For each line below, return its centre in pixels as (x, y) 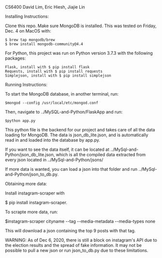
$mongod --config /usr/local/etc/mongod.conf (52, 103)
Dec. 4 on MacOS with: (28, 31)
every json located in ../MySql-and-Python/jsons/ (54, 160)
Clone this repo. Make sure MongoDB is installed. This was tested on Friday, (81, 26)
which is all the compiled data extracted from (101, 154)
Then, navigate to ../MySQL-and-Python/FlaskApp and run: (64, 112)
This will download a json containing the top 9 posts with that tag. (70, 231)
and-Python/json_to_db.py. (32, 174)
